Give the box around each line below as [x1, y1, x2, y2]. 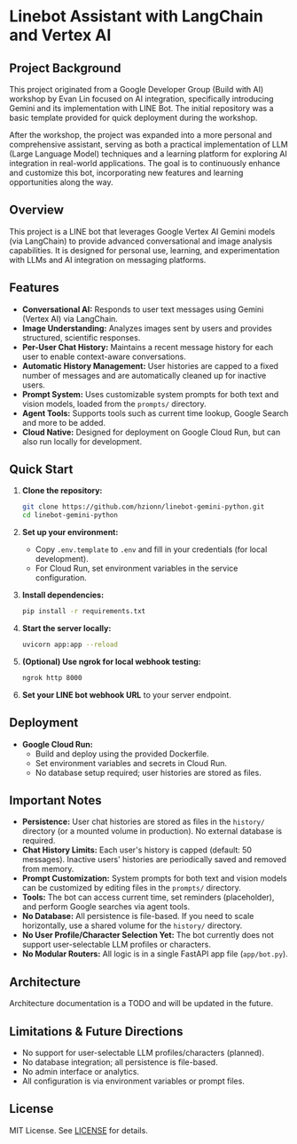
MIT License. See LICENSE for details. [9, 1124, 148, 1135]
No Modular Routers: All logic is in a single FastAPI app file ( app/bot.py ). [21, 948, 288, 959]
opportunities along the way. [9, 177, 113, 188]
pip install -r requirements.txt [21, 607, 146, 616]
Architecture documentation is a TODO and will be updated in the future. [9, 998, 273, 1009]
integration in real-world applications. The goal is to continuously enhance [9, 158, 281, 168]
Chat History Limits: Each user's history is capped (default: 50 [21, 844, 253, 855]
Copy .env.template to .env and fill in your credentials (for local [35, 544, 268, 555]
